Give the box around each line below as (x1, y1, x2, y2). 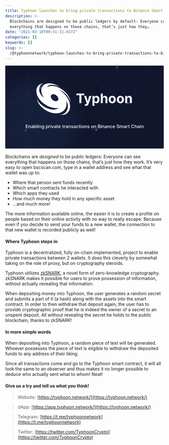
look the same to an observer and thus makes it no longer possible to (5, 366, 148, 372)
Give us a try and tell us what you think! (5, 382, 90, 388)
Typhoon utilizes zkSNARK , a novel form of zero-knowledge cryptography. (5, 270, 160, 276)
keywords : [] (5, 40, 33, 45)
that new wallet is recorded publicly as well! (5, 227, 96, 233)
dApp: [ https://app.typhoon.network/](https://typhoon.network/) (17, 404, 151, 410)
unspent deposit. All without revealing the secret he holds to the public (5, 312, 152, 318)
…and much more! (12, 201, 51, 207)
